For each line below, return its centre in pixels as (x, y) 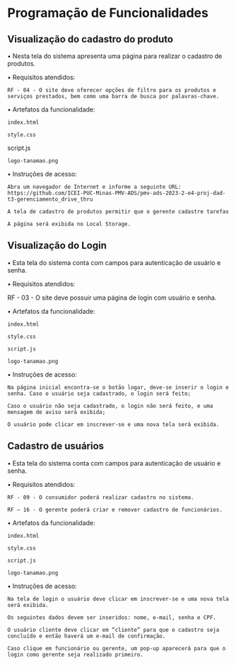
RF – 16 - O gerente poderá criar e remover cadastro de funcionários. (115, 510)
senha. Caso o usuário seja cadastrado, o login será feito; (99, 394)
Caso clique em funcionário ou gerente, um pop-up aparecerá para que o (117, 648)
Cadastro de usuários (56, 446)
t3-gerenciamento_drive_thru (50, 199)
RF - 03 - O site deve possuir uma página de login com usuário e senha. (112, 298)
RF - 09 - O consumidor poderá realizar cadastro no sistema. (101, 497)
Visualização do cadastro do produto (90, 39)
